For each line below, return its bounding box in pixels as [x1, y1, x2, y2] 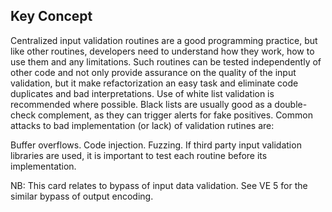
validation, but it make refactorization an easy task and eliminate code [10, 77, 299, 89]
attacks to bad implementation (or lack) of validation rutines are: [10, 119, 275, 131]
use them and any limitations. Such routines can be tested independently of [10, 55, 322, 68]
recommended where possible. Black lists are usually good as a [10, 98, 273, 110]
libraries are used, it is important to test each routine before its [10, 149, 268, 161]
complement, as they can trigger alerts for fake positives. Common [38, 109, 313, 121]
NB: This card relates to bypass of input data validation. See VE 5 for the [10, 179, 308, 191]
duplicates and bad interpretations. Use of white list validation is [10, 87, 275, 99]
